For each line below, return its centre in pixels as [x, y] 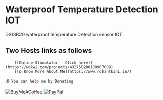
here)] [86, 63]
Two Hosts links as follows [49, 51]
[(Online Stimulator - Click [46, 63]
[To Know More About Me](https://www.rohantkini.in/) [73, 71]
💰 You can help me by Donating [39, 81]
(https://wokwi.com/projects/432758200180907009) [59, 67]
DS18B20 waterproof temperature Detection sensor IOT [64, 34]
